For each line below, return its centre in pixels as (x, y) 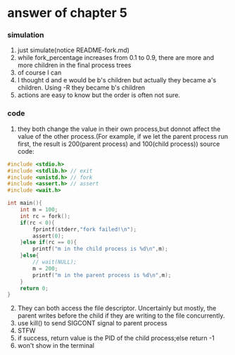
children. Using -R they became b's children (81, 88)
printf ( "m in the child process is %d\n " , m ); (101, 249)
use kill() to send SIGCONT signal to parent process (92, 323)
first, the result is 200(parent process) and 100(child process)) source (119, 144)
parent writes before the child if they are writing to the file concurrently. (121, 316)
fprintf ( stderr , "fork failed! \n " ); (85, 229)
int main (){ (25, 203)
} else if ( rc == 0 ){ (49, 242)
